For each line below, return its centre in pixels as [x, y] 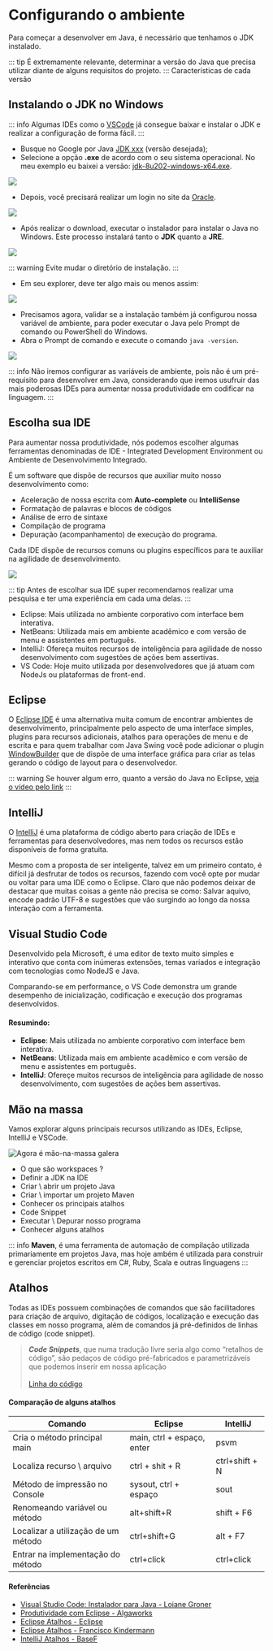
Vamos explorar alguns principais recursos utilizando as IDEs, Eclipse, [126, 1129]
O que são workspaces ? [62, 1169]
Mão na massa [46, 1109]
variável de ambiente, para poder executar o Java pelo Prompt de [130, 323]
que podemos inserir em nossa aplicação [97, 1366]
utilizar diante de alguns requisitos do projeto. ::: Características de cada [130, 70]
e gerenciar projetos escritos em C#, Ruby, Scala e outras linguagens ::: [128, 1262]
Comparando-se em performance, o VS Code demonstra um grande [123, 986]
